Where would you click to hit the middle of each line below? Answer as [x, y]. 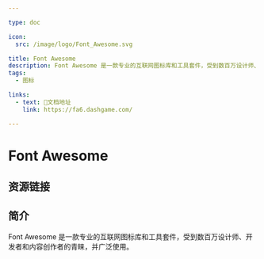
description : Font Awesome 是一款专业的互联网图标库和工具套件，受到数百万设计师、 [134, 66]
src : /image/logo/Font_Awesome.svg [74, 44]
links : [19, 95]
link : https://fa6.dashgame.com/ [78, 109]
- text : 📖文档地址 [43, 102]
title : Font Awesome [42, 59]
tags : [17, 73]
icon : [17, 36]
